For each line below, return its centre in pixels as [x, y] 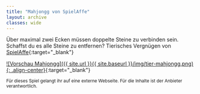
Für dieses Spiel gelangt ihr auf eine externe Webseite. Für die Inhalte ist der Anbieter [94, 81]
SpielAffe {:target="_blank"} [40, 52]
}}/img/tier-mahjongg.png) [161, 64]
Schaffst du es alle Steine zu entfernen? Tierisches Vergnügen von [89, 46]
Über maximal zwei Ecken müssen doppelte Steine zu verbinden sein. [92, 40]
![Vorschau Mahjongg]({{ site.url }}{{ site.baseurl [67, 64]
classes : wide [24, 23]
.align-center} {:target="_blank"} [51, 70]
